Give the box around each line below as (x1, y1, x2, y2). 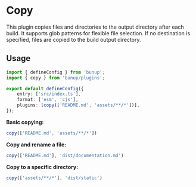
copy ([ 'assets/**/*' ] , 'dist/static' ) (6, 174, 102, 181)
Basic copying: (6, 118, 44, 125)
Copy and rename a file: (6, 141, 67, 148)
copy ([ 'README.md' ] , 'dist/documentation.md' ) (6, 152, 124, 158)
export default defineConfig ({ (6, 85, 84, 91)
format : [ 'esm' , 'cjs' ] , (17, 97, 79, 103)
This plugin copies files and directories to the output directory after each (6, 23, 185, 30)
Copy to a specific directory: (6, 163, 79, 170)
